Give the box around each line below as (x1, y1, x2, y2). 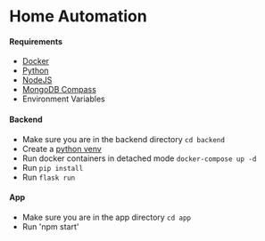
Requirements (9, 36, 63, 46)
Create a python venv (21, 143, 103, 154)
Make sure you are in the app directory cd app (21, 212, 192, 222)
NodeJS (21, 75, 53, 85)
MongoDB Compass (21, 84, 96, 95)
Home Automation (9, 6, 147, 27)
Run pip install (21, 162, 84, 173)
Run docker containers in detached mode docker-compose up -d (21, 153, 257, 164)
